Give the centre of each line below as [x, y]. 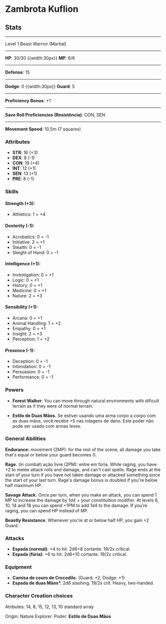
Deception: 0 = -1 [30, 361]
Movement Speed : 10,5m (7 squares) [43, 129]
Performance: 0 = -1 [33, 377]
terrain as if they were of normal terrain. [53, 406]
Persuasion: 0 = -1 [31, 372]
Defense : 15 [17, 72]
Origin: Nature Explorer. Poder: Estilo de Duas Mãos [58, 616]
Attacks [15, 538]
